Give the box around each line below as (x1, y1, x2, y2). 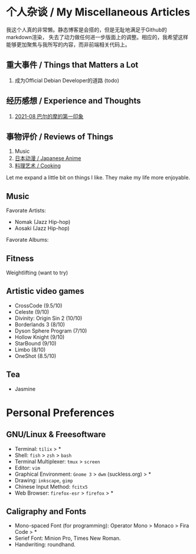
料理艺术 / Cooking (14, 162, 61, 169)
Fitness (6, 253, 34, 264)
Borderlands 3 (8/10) (14, 321, 66, 328)
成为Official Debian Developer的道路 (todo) (14, 76, 120, 84)
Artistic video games (6, 286, 84, 296)
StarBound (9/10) (14, 340, 57, 347)
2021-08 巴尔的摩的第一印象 (14, 113, 84, 120)
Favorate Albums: (6, 236, 49, 244)
